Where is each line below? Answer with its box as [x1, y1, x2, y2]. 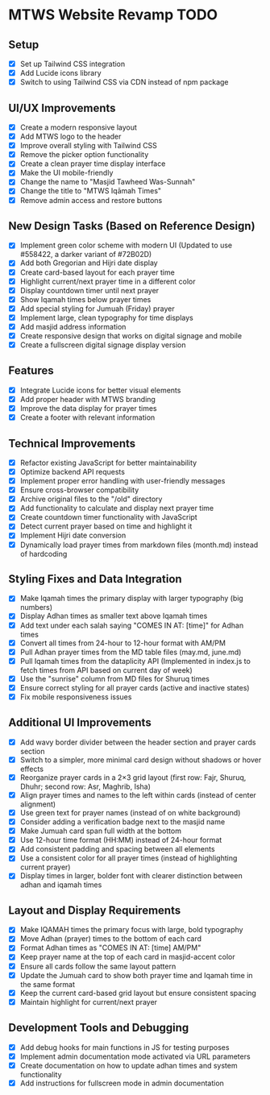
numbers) [19, 603, 53, 612]
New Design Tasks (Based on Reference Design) [8, 219, 255, 233]
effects [19, 764, 44, 774]
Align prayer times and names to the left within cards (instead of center [19, 790, 256, 799]
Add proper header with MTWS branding [19, 394, 156, 404]
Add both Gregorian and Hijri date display [19, 258, 159, 268]
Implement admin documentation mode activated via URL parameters [19, 1051, 251, 1061]
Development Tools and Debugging [8, 1021, 189, 1035]
